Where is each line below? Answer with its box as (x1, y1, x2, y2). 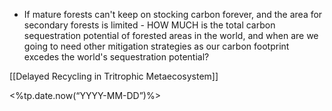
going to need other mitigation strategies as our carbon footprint (23, 40, 290, 52)
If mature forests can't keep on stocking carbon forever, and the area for (23, 9, 323, 20)
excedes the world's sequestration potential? (23, 51, 210, 63)
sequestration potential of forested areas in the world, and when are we (23, 30, 319, 41)
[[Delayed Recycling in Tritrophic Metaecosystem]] (9, 70, 219, 82)
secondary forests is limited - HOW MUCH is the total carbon (23, 19, 276, 31)
